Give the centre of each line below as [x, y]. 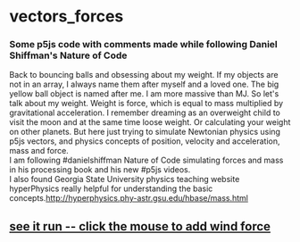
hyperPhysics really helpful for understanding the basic [111, 188]
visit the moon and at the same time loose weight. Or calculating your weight [150, 122]
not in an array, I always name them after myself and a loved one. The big [144, 84]
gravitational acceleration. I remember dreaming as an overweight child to [145, 113]
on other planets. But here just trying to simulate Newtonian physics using [145, 132]
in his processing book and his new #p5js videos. [100, 170]
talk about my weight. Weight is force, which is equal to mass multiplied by [146, 104]
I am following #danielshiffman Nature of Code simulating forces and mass [146, 160]
